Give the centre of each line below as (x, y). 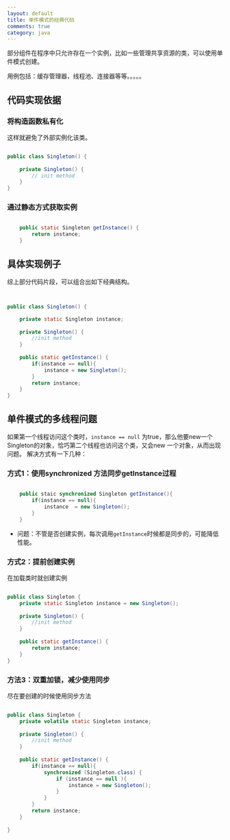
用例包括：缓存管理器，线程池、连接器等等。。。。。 (76, 76)
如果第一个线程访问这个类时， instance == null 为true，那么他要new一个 (110, 436)
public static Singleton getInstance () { (79, 228)
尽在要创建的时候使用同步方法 (49, 696)
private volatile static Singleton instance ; (86, 721)
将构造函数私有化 (35, 121)
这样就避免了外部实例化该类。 (49, 137)
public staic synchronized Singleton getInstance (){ (96, 494)
